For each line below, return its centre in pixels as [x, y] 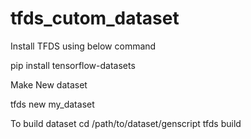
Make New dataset [49, 84]
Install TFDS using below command [83, 46]
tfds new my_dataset [52, 104]
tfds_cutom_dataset [95, 18]
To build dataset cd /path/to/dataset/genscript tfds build [126, 123]
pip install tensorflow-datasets [73, 65]
